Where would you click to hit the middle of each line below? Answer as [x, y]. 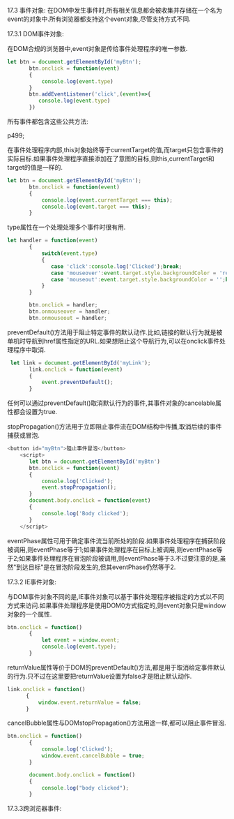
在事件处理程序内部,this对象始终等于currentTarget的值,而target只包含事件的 [116, 150]
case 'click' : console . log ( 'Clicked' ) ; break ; [117, 266]
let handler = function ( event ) [53, 241]
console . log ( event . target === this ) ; [96, 207]
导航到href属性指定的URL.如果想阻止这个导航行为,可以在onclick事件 [123, 341]
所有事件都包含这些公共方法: [48, 121]
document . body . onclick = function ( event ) [90, 501]
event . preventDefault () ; [77, 383]
